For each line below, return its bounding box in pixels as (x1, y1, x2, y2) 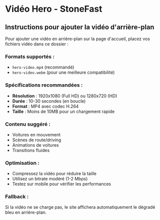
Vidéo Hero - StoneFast (5, 3, 103, 15)
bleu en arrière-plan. (5, 209, 47, 216)
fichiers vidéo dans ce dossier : (5, 41, 69, 47)
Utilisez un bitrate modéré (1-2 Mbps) (12, 176, 88, 182)
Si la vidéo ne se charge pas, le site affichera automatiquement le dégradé (5, 204, 156, 210)
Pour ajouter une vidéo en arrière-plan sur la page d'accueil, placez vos (5, 36, 150, 42)
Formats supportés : (5, 53, 55, 60)
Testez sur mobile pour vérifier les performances (12, 181, 111, 187)
